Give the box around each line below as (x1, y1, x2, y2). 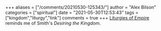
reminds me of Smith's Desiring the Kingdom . (5, 20, 101, 26)
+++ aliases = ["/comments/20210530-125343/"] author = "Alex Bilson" (5, 4, 156, 10)
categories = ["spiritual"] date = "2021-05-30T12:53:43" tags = (5, 9, 139, 15)
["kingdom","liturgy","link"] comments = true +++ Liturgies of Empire (5, 15, 150, 20)
